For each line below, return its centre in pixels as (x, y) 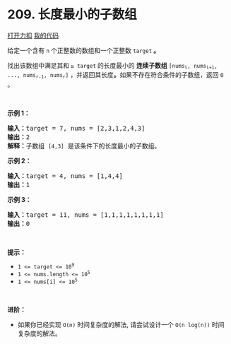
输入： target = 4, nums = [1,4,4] (65, 176)
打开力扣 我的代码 (33, 35)
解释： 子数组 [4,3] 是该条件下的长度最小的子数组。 (84, 146)
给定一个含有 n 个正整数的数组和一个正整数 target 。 (84, 50)
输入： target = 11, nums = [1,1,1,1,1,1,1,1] (85, 215)
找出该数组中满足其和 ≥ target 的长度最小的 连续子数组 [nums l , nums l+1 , (112, 66)
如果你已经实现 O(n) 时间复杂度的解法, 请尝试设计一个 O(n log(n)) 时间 (121, 324)
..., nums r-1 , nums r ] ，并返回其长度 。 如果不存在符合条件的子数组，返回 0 (115, 75)
